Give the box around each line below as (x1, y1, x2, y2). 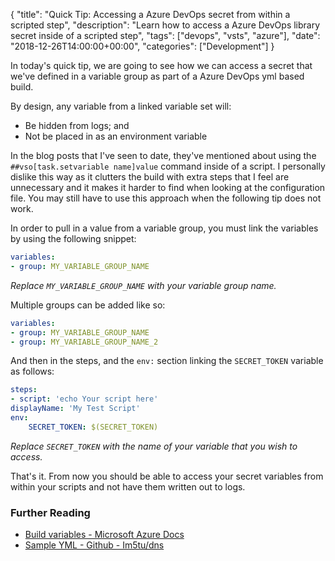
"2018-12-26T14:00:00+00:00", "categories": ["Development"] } (10, 40, 275, 52)
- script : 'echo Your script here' (10, 394, 159, 404)
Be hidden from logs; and (24, 120, 130, 131)
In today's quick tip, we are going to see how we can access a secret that (10, 60, 313, 71)
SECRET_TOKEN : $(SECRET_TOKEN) (28, 422, 159, 432)
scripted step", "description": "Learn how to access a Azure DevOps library (10, 19, 321, 31)
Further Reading (10, 505, 91, 519)
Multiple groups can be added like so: (10, 299, 166, 311)
